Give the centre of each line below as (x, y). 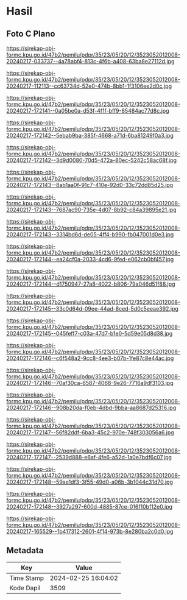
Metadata (25, 550)
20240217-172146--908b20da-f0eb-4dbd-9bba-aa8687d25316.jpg (91, 408)
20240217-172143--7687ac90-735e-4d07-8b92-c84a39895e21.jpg (91, 210)
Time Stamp (27, 578)
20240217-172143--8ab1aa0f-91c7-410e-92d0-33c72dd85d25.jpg (90, 185)
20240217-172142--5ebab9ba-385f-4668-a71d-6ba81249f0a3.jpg (90, 136)
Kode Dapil (25, 588)
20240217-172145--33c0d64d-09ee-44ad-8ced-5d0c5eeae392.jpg (92, 309)
